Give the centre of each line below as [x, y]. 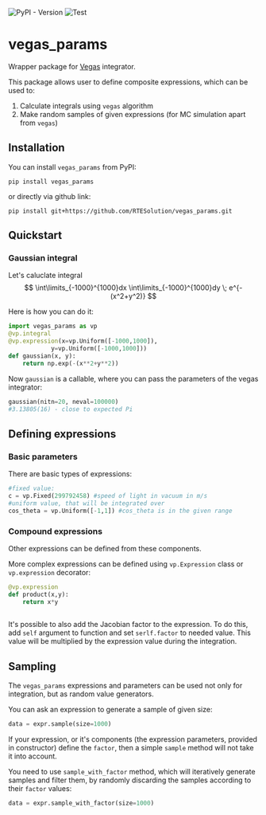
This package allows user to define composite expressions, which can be [128, 82]
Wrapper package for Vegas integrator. [72, 66]
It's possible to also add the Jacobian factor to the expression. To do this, [128, 625]
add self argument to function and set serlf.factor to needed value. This [130, 633]
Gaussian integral [43, 258]
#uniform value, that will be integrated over [87, 503]
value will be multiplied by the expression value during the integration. [123, 641]
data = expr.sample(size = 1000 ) [60, 724]
